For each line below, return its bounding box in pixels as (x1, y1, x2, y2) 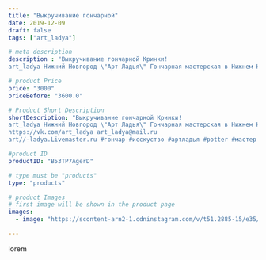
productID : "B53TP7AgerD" (8, 157, 93, 165)
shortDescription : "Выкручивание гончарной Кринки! (8, 113, 182, 121)
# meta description (8, 48, 73, 56)
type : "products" (8, 179, 66, 187)
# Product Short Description (8, 106, 104, 114)
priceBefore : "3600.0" (8, 92, 83, 100)
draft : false (8, 26, 51, 34)
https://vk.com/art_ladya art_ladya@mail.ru (8, 128, 158, 136)
